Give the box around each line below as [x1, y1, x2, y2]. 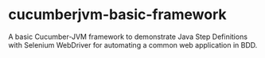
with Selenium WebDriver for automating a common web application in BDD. [8, 40, 258, 49]
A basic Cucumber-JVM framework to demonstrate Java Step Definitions [8, 32, 248, 41]
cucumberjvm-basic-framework [8, 6, 227, 24]
